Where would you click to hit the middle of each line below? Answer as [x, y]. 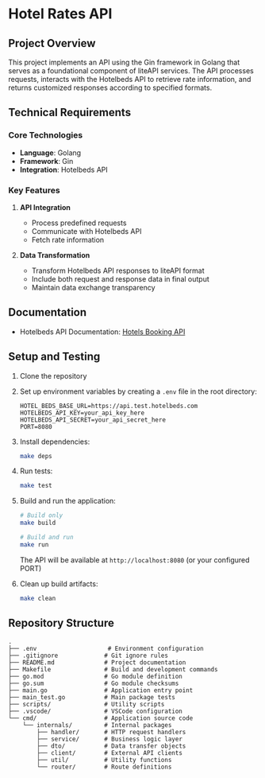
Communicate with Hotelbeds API [86, 231]
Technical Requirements [70, 113]
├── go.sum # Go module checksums [94, 683]
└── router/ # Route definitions [104, 767]
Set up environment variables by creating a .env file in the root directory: [138, 391]
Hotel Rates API [60, 14]
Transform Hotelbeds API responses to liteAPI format [118, 270]
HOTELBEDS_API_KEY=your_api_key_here [82, 413]
